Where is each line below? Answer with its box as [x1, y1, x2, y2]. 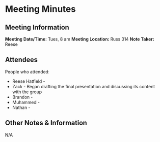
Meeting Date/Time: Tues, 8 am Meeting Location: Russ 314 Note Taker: [5, 36, 155, 42]
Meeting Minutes [5, 3, 76, 15]
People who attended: [5, 69, 50, 74]
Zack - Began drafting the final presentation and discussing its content [12, 83, 155, 89]
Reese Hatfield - [12, 78, 45, 84]
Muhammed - [12, 99, 40, 105]
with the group [12, 89, 42, 95]
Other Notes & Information [5, 119, 87, 127]
